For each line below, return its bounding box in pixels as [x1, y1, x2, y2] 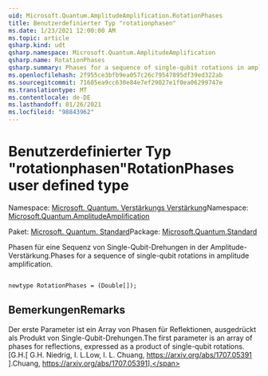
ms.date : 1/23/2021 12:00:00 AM [8, 26, 116, 34]
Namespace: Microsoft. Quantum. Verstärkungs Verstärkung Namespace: [8, 203, 249, 212]
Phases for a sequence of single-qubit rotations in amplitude [50, 251, 250, 260]
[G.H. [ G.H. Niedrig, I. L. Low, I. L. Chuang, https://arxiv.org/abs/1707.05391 [8, 350, 253, 359]
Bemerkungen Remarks [8, 303, 126, 317]
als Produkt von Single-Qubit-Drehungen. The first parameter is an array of [8, 333, 253, 342]
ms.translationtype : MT [8, 85, 88, 94]
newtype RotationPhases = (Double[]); [8, 281, 137, 290]
